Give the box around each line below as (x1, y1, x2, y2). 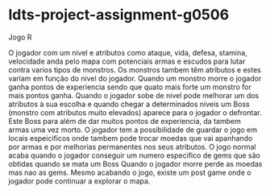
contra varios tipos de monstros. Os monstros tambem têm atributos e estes (8, 64, 262, 74)
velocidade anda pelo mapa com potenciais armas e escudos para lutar (8, 56, 246, 66)
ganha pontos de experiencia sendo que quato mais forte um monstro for (8, 82, 251, 92)
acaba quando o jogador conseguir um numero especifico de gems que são (8, 151, 260, 160)
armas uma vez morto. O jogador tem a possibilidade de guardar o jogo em (8, 125, 258, 134)
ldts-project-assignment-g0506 (8, 6, 230, 24)
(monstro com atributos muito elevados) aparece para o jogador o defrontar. (8, 107, 262, 118)
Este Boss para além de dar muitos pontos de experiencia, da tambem (8, 116, 242, 126)
